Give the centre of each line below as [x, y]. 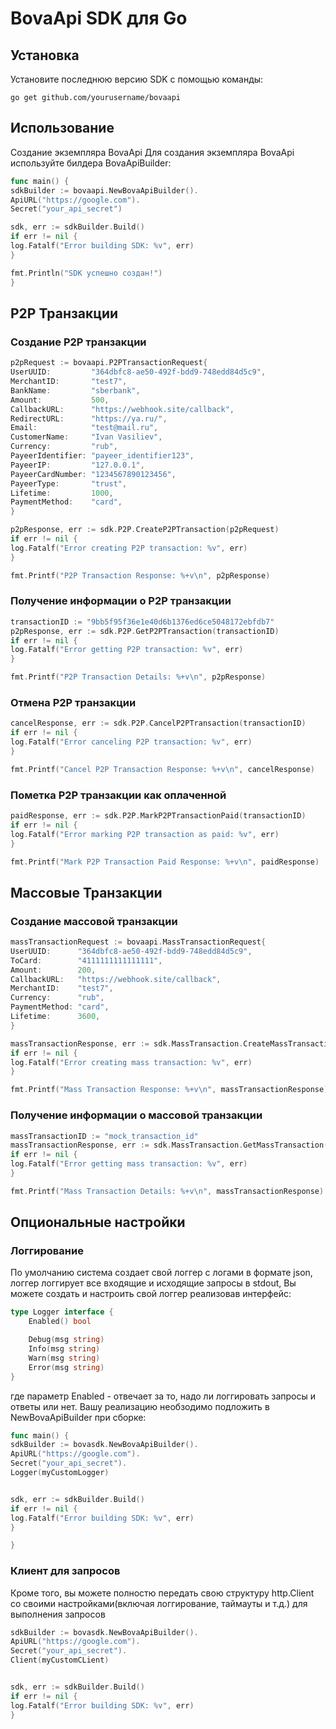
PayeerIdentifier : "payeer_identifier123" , [102, 456]
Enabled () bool [60, 1322]
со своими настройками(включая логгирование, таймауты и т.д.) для [159, 1603]
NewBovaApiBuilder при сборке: [78, 1417]
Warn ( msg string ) [64, 1358]
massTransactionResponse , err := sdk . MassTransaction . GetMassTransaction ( [169, 1145]
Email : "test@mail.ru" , [84, 428]
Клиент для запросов [65, 1571]
